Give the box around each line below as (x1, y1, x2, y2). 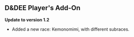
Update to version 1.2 (4, 17, 50, 22)
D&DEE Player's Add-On (4, 4, 80, 12)
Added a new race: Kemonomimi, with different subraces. (11, 26, 130, 32)
